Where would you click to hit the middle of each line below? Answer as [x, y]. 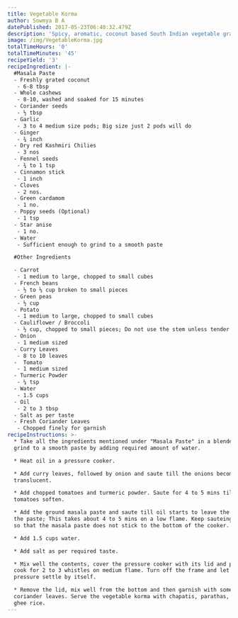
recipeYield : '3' [33, 60]
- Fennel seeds [36, 159]
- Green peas [33, 296]
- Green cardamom [39, 198]
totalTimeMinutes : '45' [42, 54]
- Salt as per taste [44, 415]
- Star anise [33, 225]
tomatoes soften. [39, 500]
